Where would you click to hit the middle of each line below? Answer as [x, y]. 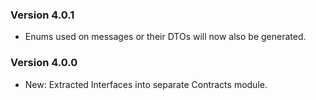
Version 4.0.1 [42, 15]
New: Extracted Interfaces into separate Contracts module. [146, 84]
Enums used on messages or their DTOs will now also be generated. [165, 37]
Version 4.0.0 [44, 63]
